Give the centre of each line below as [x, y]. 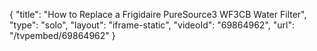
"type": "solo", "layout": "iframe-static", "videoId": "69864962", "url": [152, 25]
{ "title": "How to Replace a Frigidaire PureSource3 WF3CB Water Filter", [158, 14]
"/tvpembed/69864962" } [62, 35]
